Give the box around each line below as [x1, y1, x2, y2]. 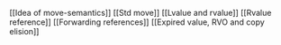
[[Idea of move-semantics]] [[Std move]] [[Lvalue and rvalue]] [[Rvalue [9, 8, 272, 18]
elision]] [9, 26, 40, 36]
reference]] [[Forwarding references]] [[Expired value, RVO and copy [9, 17, 266, 27]
